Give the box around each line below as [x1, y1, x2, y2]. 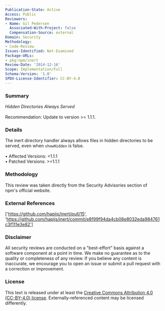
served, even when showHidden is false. [5, 143, 84, 149]
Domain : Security [5, 35, 41, 40]
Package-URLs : [5, 53, 34, 58]
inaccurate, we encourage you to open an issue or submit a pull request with [5, 261, 161, 267]
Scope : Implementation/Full [5, 67, 63, 72]
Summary [5, 92, 30, 99]
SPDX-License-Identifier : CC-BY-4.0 [5, 76, 80, 81]
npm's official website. [5, 187, 51, 193]
